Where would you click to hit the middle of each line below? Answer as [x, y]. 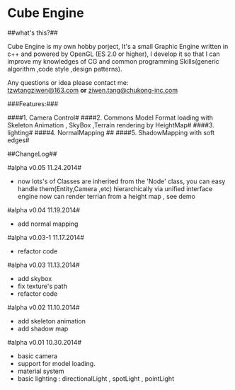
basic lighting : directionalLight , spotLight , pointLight [96, 378]
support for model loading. [56, 363]
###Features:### [33, 103]
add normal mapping [48, 224]
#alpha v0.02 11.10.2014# [44, 307]
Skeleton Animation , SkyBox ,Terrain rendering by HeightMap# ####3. [111, 125]
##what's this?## [33, 33]
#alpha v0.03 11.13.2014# [44, 265]
